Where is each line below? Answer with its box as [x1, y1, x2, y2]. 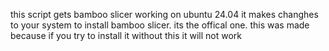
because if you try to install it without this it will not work [10, 30, 242, 41]
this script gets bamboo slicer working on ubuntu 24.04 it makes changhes [10, 9, 319, 20]
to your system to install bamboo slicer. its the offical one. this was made [10, 19, 310, 31]
